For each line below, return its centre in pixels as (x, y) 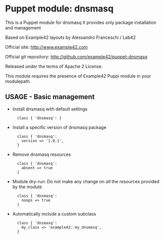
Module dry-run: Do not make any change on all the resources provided (86, 181)
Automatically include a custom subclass (54, 214)
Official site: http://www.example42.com (46, 47)
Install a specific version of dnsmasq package (59, 127)
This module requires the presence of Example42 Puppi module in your (78, 76)
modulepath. (18, 81)
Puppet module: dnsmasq (59, 9)
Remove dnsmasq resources (41, 154)
